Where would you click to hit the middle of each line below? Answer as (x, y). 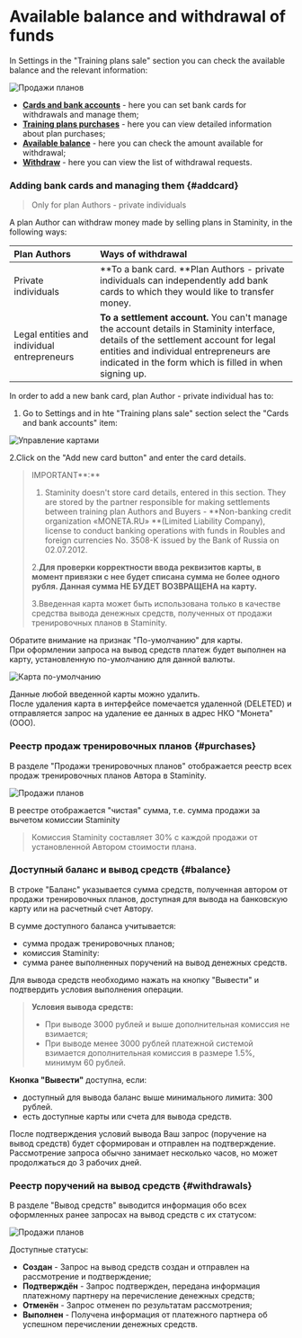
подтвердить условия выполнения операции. (97, 989)
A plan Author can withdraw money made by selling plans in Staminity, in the (151, 223)
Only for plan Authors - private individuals (109, 205)
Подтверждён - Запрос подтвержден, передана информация (141, 1286)
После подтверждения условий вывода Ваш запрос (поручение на (138, 1133)
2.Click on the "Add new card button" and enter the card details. (128, 458)
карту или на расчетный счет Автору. (81, 908)
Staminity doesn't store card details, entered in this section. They (165, 492)
